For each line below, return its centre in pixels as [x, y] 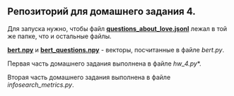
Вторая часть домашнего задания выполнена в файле [89, 77]
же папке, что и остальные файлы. [59, 36]
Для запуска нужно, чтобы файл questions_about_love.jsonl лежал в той [117, 28]
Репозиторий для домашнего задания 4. [101, 12]
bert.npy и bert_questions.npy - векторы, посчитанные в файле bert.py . [116, 49]
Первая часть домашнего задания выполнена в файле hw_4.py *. [104, 64]
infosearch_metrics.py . [41, 85]
